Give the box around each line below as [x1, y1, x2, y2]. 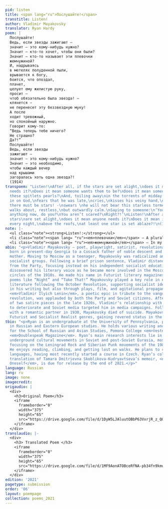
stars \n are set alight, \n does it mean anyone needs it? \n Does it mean [9, 217, 160, 222]
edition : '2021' [5, 477, 39, 482]
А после [9, 110, 26, 115]
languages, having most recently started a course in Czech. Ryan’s [9, 351, 155, 357]
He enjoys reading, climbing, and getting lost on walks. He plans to [9, 347, 160, 352]
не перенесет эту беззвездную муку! [9, 105, 86, 110]
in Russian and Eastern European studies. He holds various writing [9, 324, 155, 329]
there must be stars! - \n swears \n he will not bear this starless [9, 203, 151, 208]
